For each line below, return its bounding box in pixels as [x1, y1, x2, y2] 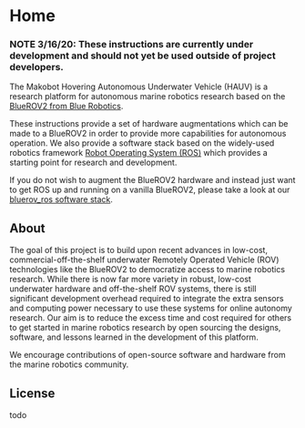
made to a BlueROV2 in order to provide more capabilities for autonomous [9, 128, 287, 139]
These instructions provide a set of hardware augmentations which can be [9, 118, 289, 129]
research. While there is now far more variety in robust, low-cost [9, 274, 252, 285]
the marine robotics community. [9, 359, 129, 370]
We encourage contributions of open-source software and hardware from [9, 350, 286, 361]
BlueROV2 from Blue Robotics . [9, 101, 124, 112]
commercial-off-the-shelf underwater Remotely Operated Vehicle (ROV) [9, 254, 280, 265]
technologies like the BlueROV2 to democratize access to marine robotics [9, 264, 285, 275]
